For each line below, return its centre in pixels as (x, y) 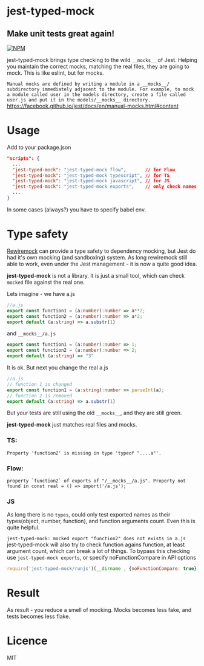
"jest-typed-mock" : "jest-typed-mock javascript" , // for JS (91, 181)
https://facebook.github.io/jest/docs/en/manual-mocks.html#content (93, 106)
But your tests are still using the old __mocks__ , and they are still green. (94, 413)
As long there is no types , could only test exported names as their (89, 515)
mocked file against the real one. (46, 282)
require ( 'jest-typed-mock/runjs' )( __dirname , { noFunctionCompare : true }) (103, 569)
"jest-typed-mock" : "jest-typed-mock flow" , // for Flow (94, 170)
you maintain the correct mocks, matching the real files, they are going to (98, 66)
